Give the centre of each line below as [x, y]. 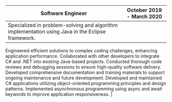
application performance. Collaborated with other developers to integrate [82, 56]
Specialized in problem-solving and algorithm [63, 25]
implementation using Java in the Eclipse [57, 32]
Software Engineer [64, 13]
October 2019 [145, 10]
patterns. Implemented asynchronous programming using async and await [84, 89]
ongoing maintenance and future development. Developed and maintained [84, 78]
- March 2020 [144, 16]
